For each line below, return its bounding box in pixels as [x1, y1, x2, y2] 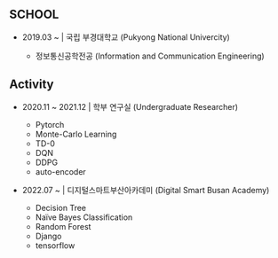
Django [35, 231, 62, 241]
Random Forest [35, 221, 91, 231]
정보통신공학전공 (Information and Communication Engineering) [35, 51, 265, 61]
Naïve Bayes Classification [35, 212, 133, 223]
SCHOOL [9, 7, 60, 22]
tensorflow [35, 239, 75, 251]
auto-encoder [35, 166, 86, 176]
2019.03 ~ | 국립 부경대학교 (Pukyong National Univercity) [21, 31, 231, 43]
